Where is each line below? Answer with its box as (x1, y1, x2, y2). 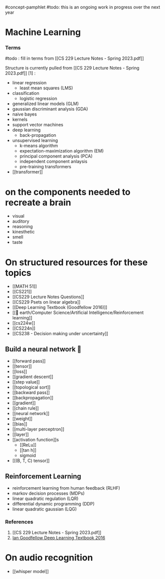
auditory (12, 218, 30, 224)
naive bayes (12, 111, 37, 117)
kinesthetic (12, 229, 35, 235)
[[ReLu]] (19, 442, 37, 448)
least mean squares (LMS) (19, 85, 73, 91)
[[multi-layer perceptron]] (12, 426, 65, 432)
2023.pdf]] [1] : (5, 70, 36, 76)
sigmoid (19, 453, 36, 459)
